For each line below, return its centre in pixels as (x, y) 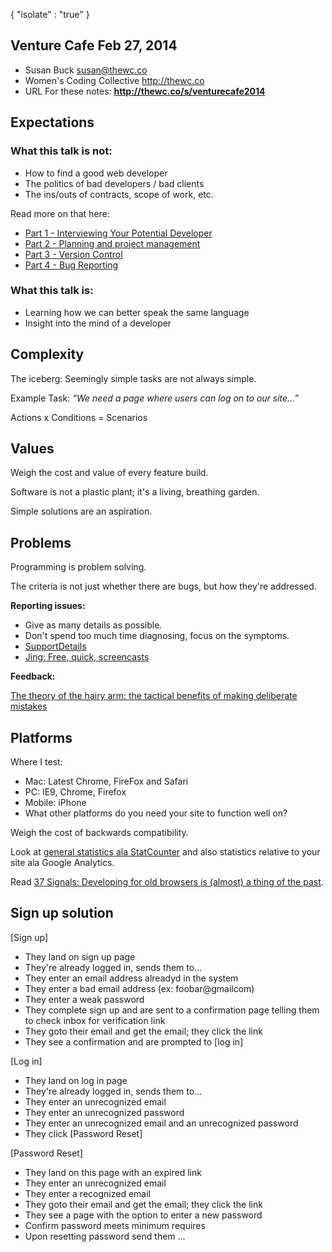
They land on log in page (76, 1080)
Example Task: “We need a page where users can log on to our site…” (155, 398)
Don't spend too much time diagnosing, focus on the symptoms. (157, 636)
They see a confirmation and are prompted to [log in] (134, 1041)
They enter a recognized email (87, 1193)
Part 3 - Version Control (73, 254)
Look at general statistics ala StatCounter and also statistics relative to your (165, 852)
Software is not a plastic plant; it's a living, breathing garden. (135, 492)
